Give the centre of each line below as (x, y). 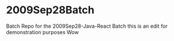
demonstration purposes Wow (42, 32)
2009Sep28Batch (50, 10)
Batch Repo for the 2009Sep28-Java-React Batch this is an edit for (87, 26)
